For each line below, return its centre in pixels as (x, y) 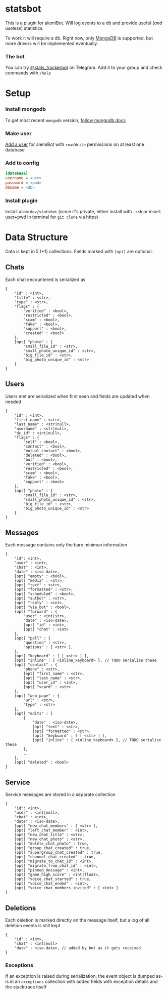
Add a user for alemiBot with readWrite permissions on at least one (75, 144)
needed (13, 402)
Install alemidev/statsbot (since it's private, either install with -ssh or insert (83, 212)
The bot (15, 56)
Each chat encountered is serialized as (45, 280)
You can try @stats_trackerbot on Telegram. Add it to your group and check (84, 68)
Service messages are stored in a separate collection (61, 794)
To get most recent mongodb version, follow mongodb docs (66, 120)
